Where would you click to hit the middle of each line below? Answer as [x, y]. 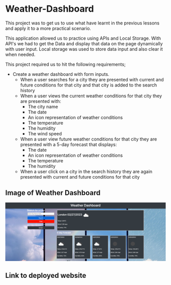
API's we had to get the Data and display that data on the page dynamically [84, 43]
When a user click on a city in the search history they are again [86, 172]
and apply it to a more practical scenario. [48, 28]
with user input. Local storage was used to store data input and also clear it [84, 49]
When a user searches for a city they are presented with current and [92, 79]
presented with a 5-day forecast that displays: [68, 144]
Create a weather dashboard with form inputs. [61, 74]
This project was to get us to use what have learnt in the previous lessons [82, 23]
